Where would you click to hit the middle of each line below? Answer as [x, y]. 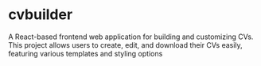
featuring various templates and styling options [86, 53]
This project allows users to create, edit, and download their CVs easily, [125, 45]
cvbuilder [41, 15]
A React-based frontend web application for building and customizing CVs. [131, 37]
